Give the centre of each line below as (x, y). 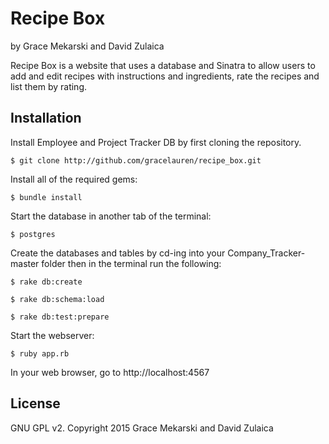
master (25, 263)
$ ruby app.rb (40, 353)
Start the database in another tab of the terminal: (111, 216)
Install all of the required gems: (74, 179)
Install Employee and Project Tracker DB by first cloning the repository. (156, 142)
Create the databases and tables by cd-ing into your (118, 253)
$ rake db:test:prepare (60, 317)
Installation (46, 118)
